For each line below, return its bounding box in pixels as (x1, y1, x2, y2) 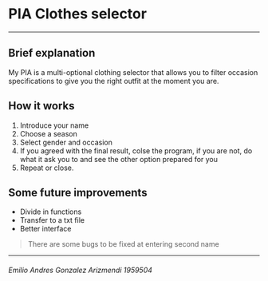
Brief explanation (8, 46, 96, 60)
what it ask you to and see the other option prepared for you (19, 154, 218, 164)
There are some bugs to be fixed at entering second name (27, 239, 219, 249)
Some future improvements (8, 185, 148, 200)
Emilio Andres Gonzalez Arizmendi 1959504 (8, 265, 153, 275)
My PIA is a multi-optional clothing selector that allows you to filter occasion (8, 67, 258, 77)
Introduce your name (19, 121, 89, 130)
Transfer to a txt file (19, 216, 85, 225)
